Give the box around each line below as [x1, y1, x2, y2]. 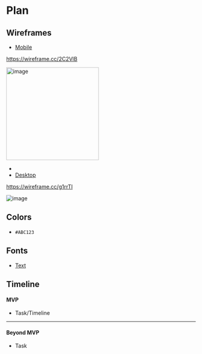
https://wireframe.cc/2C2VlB [6, 55, 78, 62]
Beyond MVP [6, 329, 40, 336]
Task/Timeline [14, 309, 50, 317]
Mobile [14, 43, 32, 51]
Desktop [14, 171, 36, 179]
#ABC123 [14, 229, 34, 235]
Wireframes [6, 28, 52, 38]
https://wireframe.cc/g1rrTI [6, 183, 73, 190]
